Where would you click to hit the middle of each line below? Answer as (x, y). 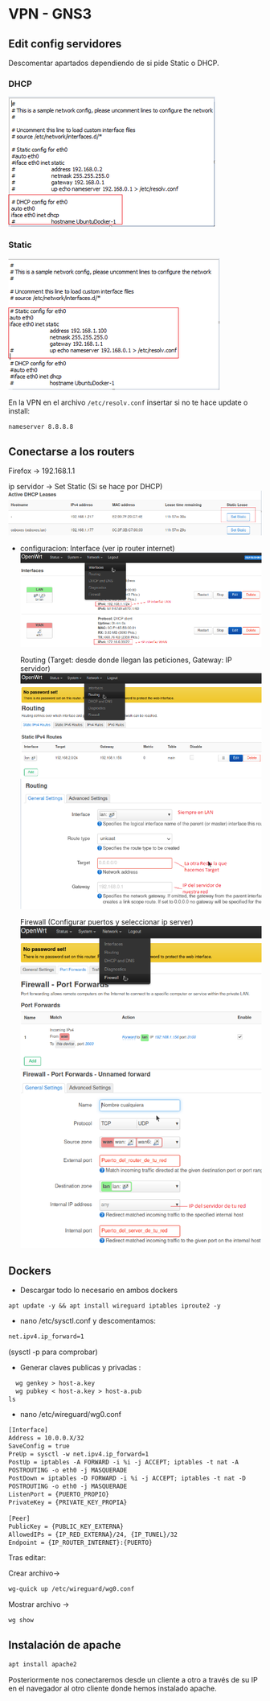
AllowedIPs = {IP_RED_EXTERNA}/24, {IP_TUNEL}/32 (93, 1534)
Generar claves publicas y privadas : (80, 1367)
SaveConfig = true (39, 1446)
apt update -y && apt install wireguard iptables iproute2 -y (115, 1306)
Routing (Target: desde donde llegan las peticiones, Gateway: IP (126, 660)
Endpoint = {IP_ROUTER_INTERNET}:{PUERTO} (80, 1542)
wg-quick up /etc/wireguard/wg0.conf (72, 1589)
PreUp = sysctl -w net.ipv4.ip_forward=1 (79, 1454)
